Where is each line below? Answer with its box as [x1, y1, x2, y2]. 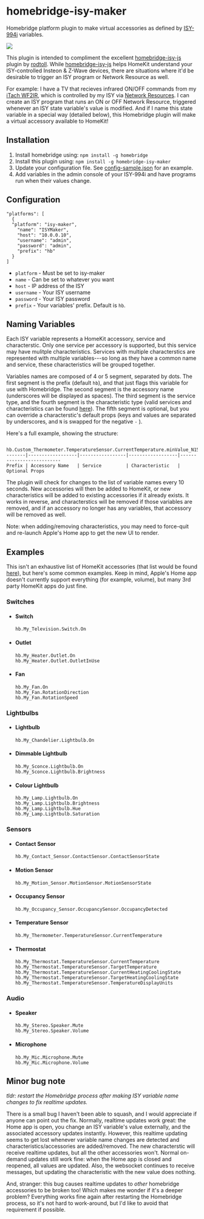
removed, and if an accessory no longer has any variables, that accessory [6, 504, 192, 512]
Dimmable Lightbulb [15, 750, 68, 757]
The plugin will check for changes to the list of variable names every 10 [6, 479, 184, 486]
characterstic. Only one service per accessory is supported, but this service [6, 342, 197, 349]
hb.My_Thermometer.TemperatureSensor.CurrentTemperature [15, 932, 163, 938]
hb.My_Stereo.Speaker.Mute [15, 1023, 84, 1029]
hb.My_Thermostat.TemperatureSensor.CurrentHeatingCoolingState [15, 969, 182, 976]
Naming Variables [6, 319, 75, 329]
